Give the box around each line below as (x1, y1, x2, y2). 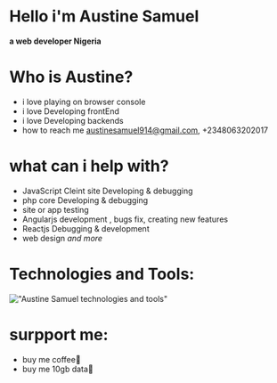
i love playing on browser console (21, 96, 146, 107)
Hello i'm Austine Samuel (9, 6, 200, 27)
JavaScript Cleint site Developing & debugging (21, 185, 193, 196)
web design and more (21, 232, 103, 243)
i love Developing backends (21, 115, 124, 126)
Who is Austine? (9, 67, 134, 87)
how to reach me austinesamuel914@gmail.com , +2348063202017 (21, 125, 269, 135)
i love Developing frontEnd (21, 105, 120, 117)
